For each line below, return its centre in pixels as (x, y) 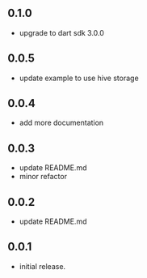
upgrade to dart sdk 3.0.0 (61, 32)
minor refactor (43, 177)
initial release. (42, 266)
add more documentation (61, 123)
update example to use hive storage (79, 78)
